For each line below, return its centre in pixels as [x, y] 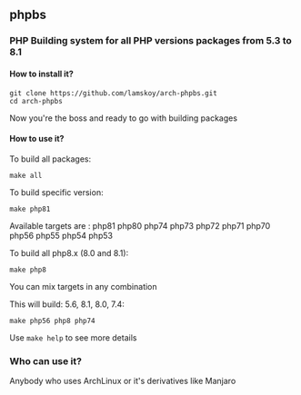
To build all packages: [50, 159]
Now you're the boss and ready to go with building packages [124, 118]
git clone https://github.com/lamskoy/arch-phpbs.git [114, 93]
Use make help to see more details [73, 337]
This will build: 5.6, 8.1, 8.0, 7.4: [67, 304]
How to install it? [42, 74]
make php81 [30, 209]
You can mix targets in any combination [83, 286]
